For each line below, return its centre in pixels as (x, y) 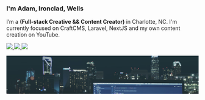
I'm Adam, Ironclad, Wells (45, 9)
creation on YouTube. (33, 35)
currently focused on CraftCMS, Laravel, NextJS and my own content (93, 28)
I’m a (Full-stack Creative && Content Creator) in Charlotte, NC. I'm (92, 22)
